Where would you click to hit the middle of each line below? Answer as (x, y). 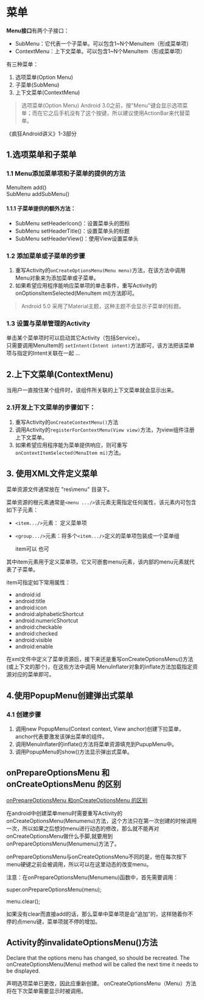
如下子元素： (22, 510)
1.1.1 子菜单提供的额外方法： (41, 209)
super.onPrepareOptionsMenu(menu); (54, 889)
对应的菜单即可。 (33, 675)
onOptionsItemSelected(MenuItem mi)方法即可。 (76, 293)
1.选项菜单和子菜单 (42, 155)
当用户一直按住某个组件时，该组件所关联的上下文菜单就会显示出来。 (92, 390)
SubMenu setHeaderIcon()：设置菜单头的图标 (72, 223)
